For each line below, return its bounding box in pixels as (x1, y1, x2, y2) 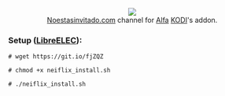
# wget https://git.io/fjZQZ (8, 53, 104, 61)
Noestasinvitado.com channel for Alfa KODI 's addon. (46, 16, 218, 24)
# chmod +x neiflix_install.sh (8, 67, 111, 75)
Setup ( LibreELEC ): (8, 35, 83, 46)
